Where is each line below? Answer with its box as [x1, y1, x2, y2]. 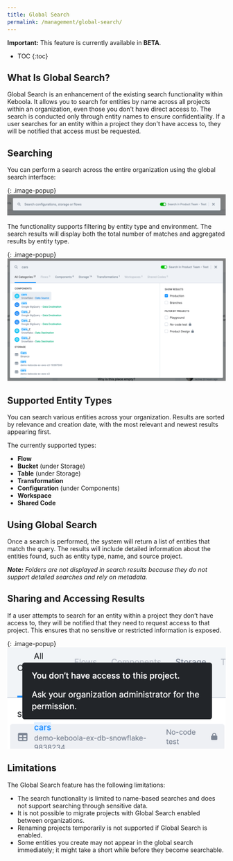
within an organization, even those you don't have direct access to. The [7, 105, 212, 114]
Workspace [17, 492, 52, 500]
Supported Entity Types [7, 394, 112, 406]
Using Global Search [7, 519, 97, 530]
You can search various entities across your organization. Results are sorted [7, 413, 225, 421]
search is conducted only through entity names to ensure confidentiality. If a [7, 112, 225, 121]
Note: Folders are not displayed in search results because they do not [7, 566, 208, 574]
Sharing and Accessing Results [7, 593, 146, 605]
